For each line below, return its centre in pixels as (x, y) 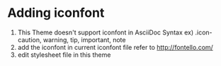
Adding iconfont (56, 13)
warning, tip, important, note (84, 39)
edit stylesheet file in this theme (64, 55)
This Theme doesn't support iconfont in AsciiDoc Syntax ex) (106, 32)
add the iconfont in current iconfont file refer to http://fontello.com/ (115, 47)
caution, (29, 39)
